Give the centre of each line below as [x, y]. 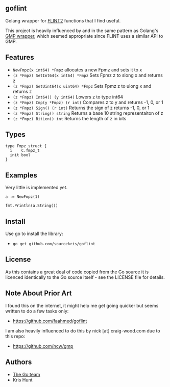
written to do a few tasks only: [37, 311]
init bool [20, 155]
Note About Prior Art [39, 293]
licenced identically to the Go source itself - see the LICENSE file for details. [85, 277]
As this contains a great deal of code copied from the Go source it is [77, 272]
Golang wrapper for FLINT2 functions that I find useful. [63, 20]
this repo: [15, 336]
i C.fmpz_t [25, 151]
